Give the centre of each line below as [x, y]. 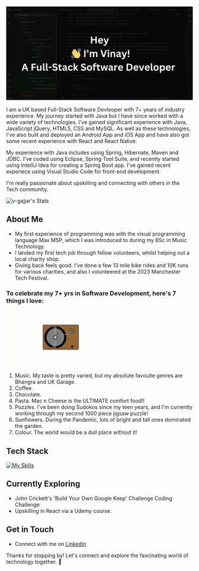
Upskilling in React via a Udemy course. [63, 510]
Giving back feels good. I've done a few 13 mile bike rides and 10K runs [101, 265]
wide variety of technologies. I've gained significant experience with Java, [97, 122]
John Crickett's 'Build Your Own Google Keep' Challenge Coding [94, 498]
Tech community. [27, 189]
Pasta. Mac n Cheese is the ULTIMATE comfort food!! [80, 401]
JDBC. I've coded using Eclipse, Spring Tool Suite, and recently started [93, 159]
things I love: [25, 300]
